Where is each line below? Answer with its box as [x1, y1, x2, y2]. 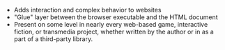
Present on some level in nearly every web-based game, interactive [13, 21, 208, 28]
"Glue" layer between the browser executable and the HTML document [13, 13, 218, 21]
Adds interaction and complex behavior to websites [13, 6, 162, 14]
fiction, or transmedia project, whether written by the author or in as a [13, 27, 214, 36]
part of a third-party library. [13, 35, 93, 43]
